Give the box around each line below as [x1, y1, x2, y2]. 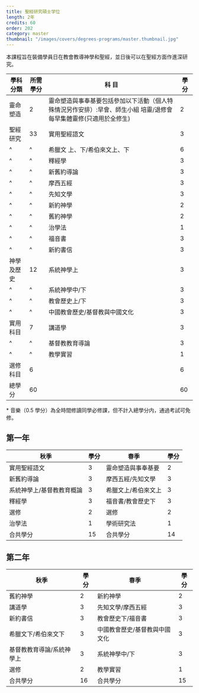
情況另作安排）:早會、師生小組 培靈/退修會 [54, 106, 173, 113]
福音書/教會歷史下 [105, 497, 156, 505]
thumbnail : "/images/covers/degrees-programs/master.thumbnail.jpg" [6, 36, 179, 42]
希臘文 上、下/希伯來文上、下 [48, 146, 130, 154]
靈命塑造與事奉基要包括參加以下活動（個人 [48, 97, 168, 104]
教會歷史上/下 [48, 297, 87, 305]
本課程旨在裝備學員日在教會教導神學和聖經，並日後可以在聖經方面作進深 [6, 53, 182, 60]
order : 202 [6, 25, 33, 31]
